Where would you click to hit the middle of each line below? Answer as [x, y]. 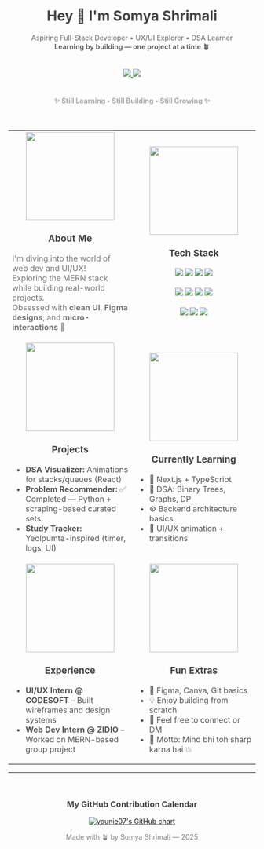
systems [41, 719]
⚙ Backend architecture [193, 508]
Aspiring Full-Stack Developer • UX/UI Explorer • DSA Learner [132, 38]
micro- [76, 317]
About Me [70, 239]
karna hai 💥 [170, 749]
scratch [163, 710]
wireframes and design [68, 710]
